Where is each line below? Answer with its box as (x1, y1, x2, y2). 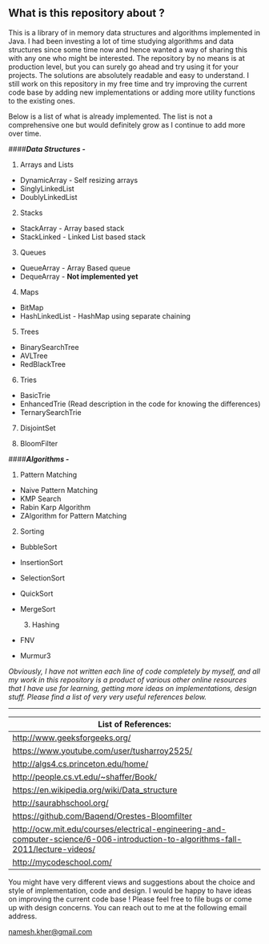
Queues (19, 247, 46, 257)
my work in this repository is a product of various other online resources (8, 674, 247, 685)
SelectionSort (19, 573, 66, 583)
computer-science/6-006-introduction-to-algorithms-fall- (12, 833, 243, 844)
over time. (8, 128, 42, 138)
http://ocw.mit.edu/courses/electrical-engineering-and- (12, 823, 227, 834)
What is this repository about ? (8, 6, 166, 20)
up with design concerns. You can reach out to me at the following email (8, 902, 247, 912)
